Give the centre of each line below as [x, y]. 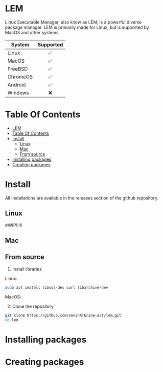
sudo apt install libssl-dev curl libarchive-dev [57, 287]
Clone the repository [33, 306]
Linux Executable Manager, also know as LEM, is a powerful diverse [73, 22]
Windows [18, 93]
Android [17, 85]
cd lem [12, 320]
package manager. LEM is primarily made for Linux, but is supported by [77, 27]
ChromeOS [20, 76]
